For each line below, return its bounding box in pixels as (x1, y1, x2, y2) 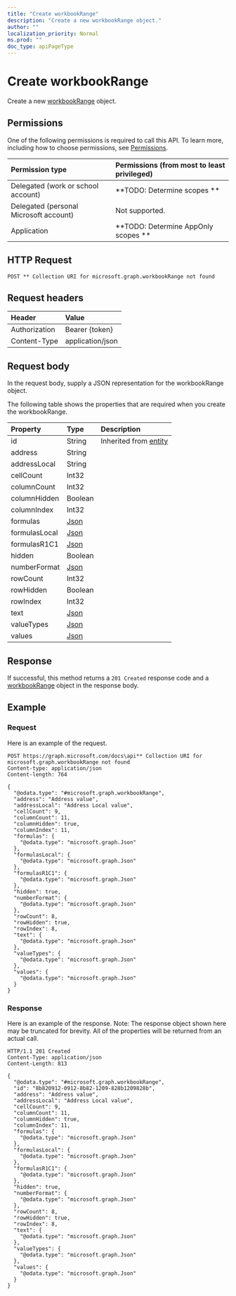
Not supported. (115, 205, 166, 215)
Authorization (11, 325, 55, 335)
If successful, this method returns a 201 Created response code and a (7, 674, 209, 682)
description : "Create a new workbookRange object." (7, 17, 162, 24)
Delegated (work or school (11, 181, 99, 190)
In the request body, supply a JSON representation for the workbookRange (7, 379, 224, 388)
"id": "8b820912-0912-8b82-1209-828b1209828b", (13, 1084, 156, 1092)
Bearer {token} (65, 325, 114, 335)
